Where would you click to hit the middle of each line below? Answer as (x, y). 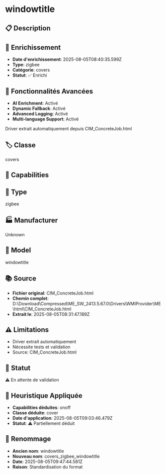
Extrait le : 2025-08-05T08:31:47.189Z (51, 314)
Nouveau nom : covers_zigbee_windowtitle (56, 456)
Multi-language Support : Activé (45, 119)
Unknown (15, 235)
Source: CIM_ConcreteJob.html (44, 352)
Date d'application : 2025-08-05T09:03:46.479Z (62, 418)
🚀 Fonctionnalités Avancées (49, 91)
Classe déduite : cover (35, 413)
